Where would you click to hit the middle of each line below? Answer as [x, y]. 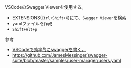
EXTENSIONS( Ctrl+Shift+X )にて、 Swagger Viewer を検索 [69, 18]
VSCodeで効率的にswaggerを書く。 [49, 50]
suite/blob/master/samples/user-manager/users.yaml [66, 60]
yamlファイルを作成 [32, 24]
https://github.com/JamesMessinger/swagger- [60, 55]
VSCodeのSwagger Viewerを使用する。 [45, 7]
